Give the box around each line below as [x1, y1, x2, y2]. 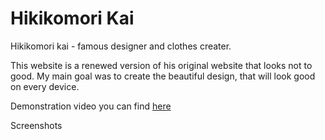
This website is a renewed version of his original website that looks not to [10, 59, 313, 71]
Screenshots [10, 119, 63, 131]
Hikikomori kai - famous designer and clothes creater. [10, 40, 232, 52]
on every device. [10, 80, 80, 92]
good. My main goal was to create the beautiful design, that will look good [10, 70, 316, 82]
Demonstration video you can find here [10, 100, 172, 112]
